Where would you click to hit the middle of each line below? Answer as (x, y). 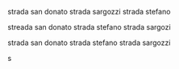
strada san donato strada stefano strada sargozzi (89, 43)
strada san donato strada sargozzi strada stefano (89, 12)
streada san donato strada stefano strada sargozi (89, 27)
